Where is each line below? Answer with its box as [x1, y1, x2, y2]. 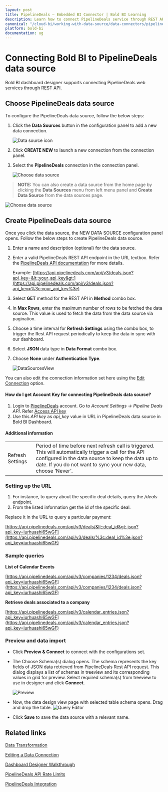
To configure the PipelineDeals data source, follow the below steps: [5, 112, 144, 118]
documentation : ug [5, 31, 43, 36]
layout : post [5, 7, 32, 13]
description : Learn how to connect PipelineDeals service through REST [5, 17, 157, 22]
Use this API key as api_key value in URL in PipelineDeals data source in [12, 413, 161, 419]
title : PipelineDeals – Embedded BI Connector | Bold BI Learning [5, 12, 146, 17]
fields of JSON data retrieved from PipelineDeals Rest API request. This [12, 664, 159, 670]
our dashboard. [12, 336, 44, 342]
